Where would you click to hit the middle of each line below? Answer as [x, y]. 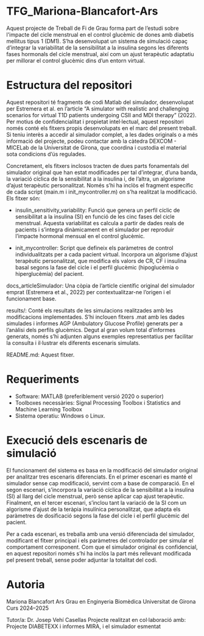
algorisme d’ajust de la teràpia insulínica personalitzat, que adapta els [93, 509]
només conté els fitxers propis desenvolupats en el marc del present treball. [101, 128]
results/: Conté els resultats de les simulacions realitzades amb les [90, 310]
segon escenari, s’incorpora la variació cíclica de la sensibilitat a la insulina [100, 490]
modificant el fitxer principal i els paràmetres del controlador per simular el [100, 540]
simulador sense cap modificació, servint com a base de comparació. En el [100, 483]
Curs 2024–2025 [28, 608]
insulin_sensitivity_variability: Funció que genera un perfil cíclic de [97, 210]
